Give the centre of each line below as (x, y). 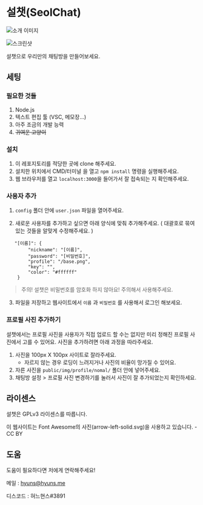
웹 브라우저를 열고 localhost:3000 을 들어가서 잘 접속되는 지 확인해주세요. (102, 178)
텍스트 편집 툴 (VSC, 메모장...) (51, 117)
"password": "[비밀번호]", (59, 256)
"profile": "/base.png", (59, 262)
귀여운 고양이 (31, 132)
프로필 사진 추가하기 (34, 320)
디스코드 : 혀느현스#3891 (36, 496)
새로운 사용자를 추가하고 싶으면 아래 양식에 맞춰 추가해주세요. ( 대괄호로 (99, 223)
